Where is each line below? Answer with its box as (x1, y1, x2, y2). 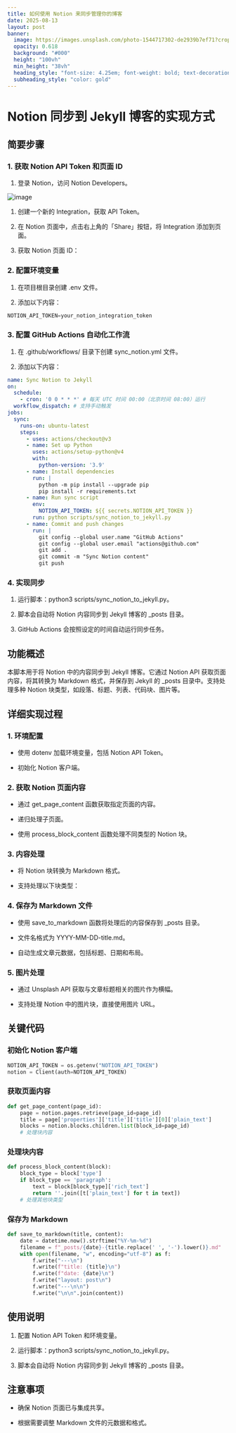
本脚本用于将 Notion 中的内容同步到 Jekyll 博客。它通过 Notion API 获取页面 (7, 668, 226, 677)
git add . (38, 547, 68, 554)
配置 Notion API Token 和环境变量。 (17, 1331, 121, 1339)
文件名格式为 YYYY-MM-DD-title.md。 (17, 933, 129, 942)
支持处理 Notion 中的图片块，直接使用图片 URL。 (17, 1000, 159, 1009)
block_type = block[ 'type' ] (20, 1170, 102, 1177)
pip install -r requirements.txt (38, 488, 137, 495)
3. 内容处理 (7, 849, 45, 859)
